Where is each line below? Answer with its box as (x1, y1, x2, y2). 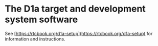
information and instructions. (5, 36, 65, 42)
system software (5, 14, 78, 25)
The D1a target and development (5, 3, 146, 15)
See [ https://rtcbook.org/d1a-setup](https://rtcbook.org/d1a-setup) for (5, 30, 153, 36)
